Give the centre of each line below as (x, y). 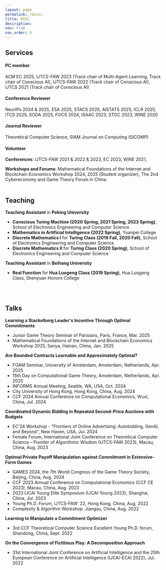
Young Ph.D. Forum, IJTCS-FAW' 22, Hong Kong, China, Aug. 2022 (80, 503)
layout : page (19, 10)
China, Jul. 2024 (29, 401)
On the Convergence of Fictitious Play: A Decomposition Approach (75, 543)
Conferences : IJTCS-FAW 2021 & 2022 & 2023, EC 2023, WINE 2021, (76, 160)
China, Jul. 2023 (29, 498)
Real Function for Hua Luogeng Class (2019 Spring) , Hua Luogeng (81, 273)
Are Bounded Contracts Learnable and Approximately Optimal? (71, 355)
